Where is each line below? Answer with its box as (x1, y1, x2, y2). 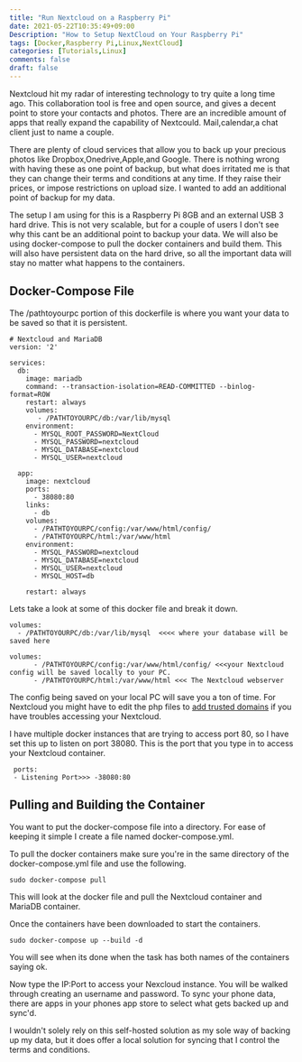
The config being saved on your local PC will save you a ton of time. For (9, 691, 277, 702)
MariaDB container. (9, 900, 81, 911)
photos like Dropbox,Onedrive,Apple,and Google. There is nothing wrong (9, 153, 279, 164)
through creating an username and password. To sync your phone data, (9, 988, 277, 999)
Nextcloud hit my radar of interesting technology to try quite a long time (9, 88, 276, 99)
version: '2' (9, 342, 59, 352)
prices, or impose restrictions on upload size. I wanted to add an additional (9, 182, 287, 193)
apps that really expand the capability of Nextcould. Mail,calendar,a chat (9, 116, 279, 127)
